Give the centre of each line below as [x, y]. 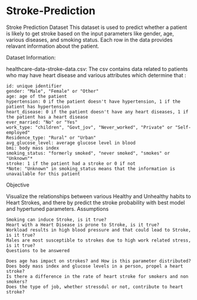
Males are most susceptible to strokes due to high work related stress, [99, 240]
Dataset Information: [31, 57]
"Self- [183, 127]
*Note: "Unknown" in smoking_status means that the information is [91, 169]
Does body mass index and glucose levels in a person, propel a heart [95, 266]
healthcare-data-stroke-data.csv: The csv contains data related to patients [97, 69]
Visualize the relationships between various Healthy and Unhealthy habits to [98, 196]
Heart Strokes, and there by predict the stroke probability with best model [96, 203]
